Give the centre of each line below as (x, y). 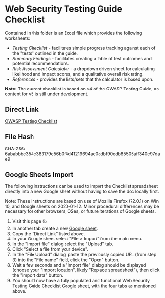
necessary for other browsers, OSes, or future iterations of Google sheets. (81, 211)
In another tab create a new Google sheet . (55, 228)
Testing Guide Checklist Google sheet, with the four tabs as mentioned (84, 286)
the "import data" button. (37, 275)
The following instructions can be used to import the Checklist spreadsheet (82, 186)
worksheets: (18, 38)
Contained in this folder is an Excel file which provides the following (74, 33)
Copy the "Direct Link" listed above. (49, 234)
